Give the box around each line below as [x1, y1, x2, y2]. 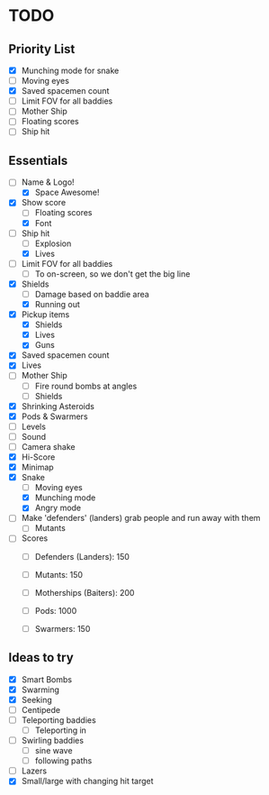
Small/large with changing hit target [21, 776, 154, 787]
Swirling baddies [21, 736, 85, 745]
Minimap [21, 461, 55, 472]
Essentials [8, 152, 68, 168]
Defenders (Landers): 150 [34, 551, 130, 562]
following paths [34, 755, 93, 766]
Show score [21, 197, 67, 208]
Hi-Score [21, 452, 56, 462]
